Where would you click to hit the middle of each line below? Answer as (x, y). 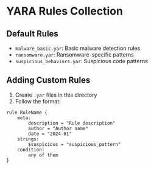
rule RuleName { (27, 112)
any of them (44, 155)
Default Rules (33, 34)
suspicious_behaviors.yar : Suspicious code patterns (81, 61)
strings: (28, 139)
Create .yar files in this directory (56, 95)
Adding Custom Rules (48, 80)
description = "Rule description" (72, 123)
